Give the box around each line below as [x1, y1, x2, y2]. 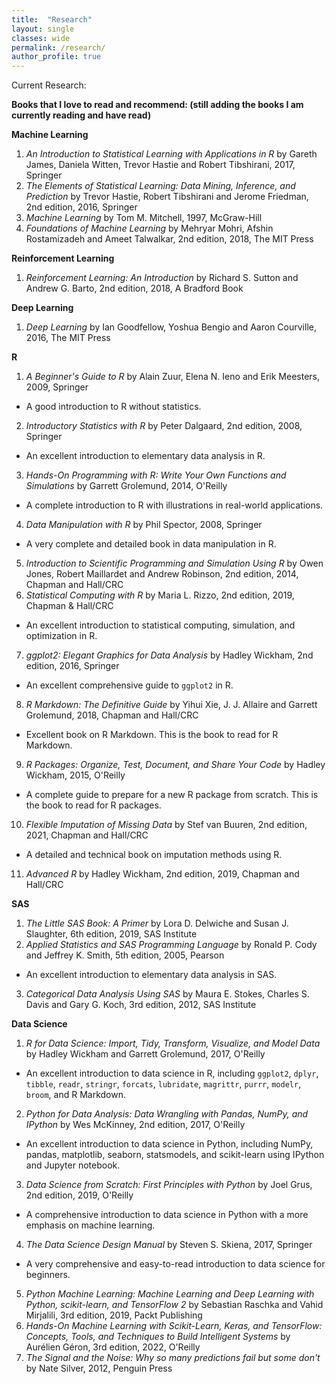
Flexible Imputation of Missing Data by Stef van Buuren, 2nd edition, [25, 819, 308, 831]
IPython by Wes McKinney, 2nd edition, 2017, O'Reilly [25, 1119, 246, 1131]
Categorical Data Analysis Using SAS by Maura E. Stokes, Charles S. [25, 988, 310, 1000]
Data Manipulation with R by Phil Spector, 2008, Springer [25, 519, 263, 531]
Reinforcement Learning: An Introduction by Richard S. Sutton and [25, 272, 299, 284]
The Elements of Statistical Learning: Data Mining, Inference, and [25, 180, 296, 192]
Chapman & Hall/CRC [25, 600, 114, 612]
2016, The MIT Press [25, 332, 111, 344]
